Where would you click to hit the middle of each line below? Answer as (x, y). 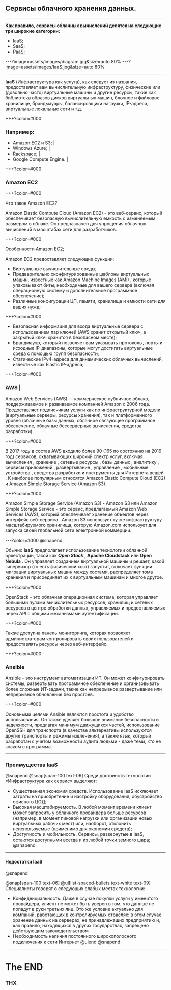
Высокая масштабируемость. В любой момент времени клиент (82, 807)
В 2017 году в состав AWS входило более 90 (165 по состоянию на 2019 (83, 451)
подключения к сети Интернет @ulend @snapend (66, 942)
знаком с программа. (29, 746)
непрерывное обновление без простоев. (50, 694)
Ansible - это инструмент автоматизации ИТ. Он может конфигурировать (85, 678)
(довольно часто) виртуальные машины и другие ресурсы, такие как (81, 92)
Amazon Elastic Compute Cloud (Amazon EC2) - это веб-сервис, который (84, 213)
